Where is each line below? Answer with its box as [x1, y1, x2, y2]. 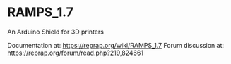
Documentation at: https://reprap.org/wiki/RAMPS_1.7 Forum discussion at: [7, 41, 225, 49]
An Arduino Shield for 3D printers [7, 27, 105, 36]
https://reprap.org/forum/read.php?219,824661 [7, 49, 143, 57]
